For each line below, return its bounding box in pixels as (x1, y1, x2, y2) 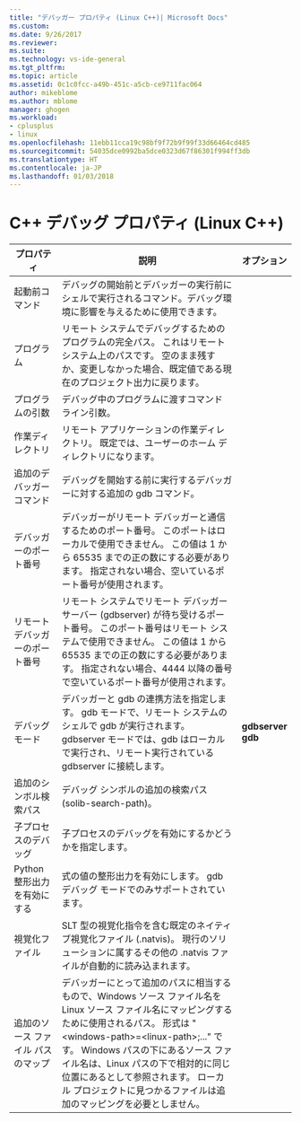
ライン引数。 (61, 407, 116, 419)
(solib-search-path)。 (61, 797, 158, 810)
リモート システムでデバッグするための (61, 322, 226, 335)
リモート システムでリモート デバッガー (61, 595, 228, 608)
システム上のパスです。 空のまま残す (61, 349, 216, 362)
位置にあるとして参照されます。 (61, 1071, 195, 1083)
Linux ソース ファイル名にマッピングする (61, 1004, 233, 1016)
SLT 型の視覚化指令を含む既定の (61, 919, 197, 932)
